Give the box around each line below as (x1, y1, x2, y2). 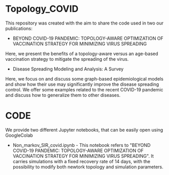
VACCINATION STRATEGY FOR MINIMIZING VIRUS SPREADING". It (12, 153, 154, 159)
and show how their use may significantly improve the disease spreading (5, 81, 159, 87)
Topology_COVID (5, 3, 78, 15)
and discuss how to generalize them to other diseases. (5, 92, 121, 98)
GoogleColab (5, 132, 33, 138)
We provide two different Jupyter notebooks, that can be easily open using (5, 127, 163, 133)
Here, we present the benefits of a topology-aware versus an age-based (5, 51, 159, 57)
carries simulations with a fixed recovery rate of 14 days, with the (12, 158, 151, 164)
